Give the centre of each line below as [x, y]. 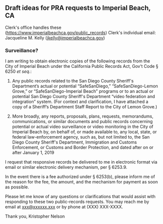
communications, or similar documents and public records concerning [82, 122]
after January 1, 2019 [33, 153]
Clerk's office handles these [33, 27]
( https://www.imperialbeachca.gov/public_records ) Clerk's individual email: [81, 32]
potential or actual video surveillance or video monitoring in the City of [83, 127]
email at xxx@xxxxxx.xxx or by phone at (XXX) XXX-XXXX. [64, 207]
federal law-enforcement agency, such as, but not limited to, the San [81, 137]
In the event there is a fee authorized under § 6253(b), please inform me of [80, 177]
